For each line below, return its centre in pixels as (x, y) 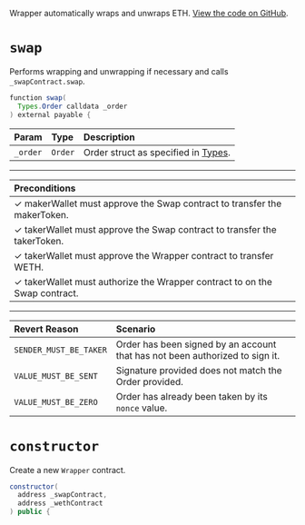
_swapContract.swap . (47, 81)
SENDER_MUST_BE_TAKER (60, 350)
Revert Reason (46, 329)
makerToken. (42, 214)
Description (109, 137)
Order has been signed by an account (196, 344)
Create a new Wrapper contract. (68, 470)
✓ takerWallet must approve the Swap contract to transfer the (145, 229)
